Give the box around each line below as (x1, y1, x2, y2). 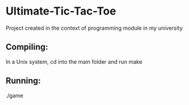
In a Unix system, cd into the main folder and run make (5, 58, 143, 65)
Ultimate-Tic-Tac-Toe (5, 4, 117, 18)
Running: (5, 76, 41, 86)
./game (5, 92, 24, 99)
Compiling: (5, 42, 49, 52)
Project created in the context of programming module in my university (5, 24, 183, 32)
